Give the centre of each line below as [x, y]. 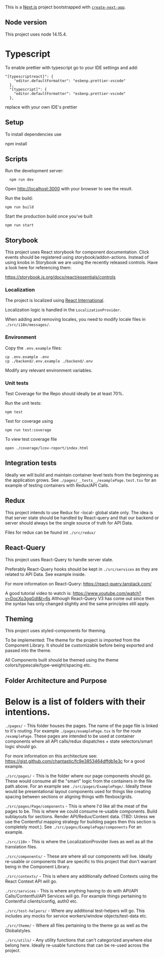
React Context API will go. [31, 881]
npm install [16, 143]
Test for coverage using [29, 421]
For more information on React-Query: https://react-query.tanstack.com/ [78, 584]
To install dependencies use [34, 134]
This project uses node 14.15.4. [36, 34]
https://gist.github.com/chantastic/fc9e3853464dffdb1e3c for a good [75, 761]
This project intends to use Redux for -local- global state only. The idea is [79, 512]
